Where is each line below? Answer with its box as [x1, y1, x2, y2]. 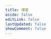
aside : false [5, 12, 33, 17]
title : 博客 [5, 7, 29, 13]
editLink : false [5, 17, 39, 22]
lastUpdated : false [5, 21, 46, 27]
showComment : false [5, 26, 46, 31]
